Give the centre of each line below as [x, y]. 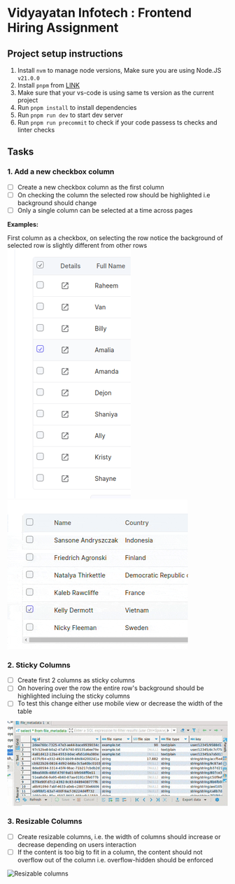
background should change [57, 203]
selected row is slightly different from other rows [77, 245]
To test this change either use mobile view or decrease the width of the [120, 703]
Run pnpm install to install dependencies [77, 107]
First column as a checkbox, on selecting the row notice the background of [115, 238]
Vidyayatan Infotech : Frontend [100, 13]
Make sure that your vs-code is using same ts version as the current [116, 93]
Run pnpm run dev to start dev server [70, 115]
